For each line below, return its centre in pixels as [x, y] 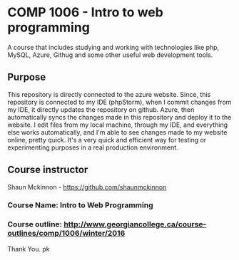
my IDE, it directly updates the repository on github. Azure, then [101, 109]
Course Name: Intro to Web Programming [80, 205]
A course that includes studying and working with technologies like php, [113, 47]
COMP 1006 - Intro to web [86, 12]
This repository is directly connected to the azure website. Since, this [109, 94]
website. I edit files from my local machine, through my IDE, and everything [118, 125]
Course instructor [48, 170]
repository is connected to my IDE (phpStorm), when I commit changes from [119, 102]
